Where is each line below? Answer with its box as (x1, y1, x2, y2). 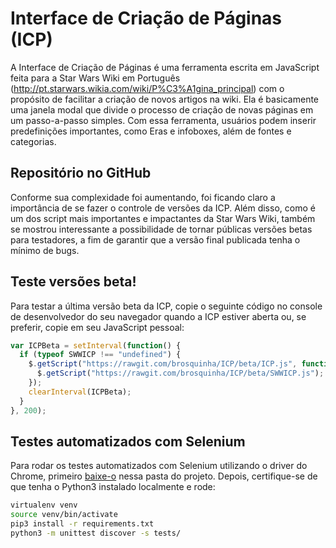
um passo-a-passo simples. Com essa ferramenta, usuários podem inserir (10, 114, 317, 126)
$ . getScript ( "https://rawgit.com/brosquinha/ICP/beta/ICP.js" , (28, 359, 298, 369)
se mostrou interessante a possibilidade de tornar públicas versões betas (10, 223, 313, 235)
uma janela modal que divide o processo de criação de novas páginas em (10, 103, 314, 116)
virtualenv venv (10, 500, 78, 511)
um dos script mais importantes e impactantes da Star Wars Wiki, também (10, 212, 316, 224)
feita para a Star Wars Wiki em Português (10, 72, 181, 84)
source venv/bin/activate (10, 510, 118, 520)
